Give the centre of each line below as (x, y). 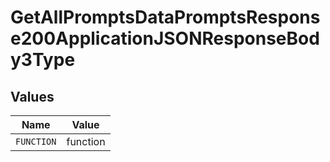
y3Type (43, 60)
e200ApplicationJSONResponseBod (165, 38)
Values (32, 96)
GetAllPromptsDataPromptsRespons (165, 17)
